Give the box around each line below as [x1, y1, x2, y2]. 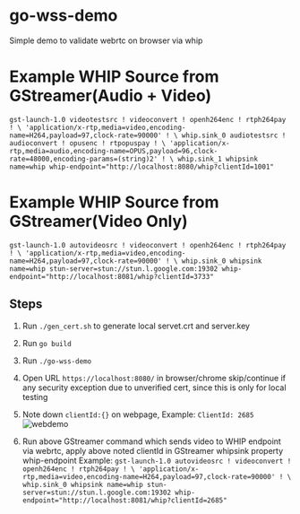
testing [21, 391, 48, 402]
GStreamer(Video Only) [9, 212, 188, 231]
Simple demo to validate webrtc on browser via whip [9, 35, 203, 46]
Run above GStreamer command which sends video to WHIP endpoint [21, 436, 282, 447]
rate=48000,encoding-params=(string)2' [9, 154, 159, 163]
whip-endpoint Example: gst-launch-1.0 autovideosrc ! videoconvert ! [21, 455, 292, 466]
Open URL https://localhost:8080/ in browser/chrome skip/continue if [21, 372, 287, 383]
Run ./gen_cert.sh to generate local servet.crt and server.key [21, 320, 251, 331]
